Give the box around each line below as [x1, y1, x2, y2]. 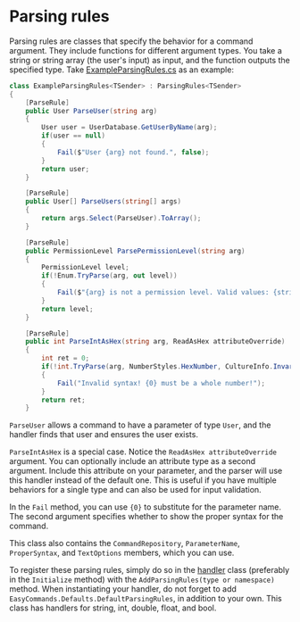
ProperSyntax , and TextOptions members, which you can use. [9, 547, 235, 559]
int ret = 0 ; [41, 354, 90, 363]
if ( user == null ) [41, 131, 105, 140]
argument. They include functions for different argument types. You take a [9, 45, 283, 55]
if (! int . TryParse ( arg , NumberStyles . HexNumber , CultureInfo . [41, 362, 274, 371]
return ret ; [41, 395, 87, 404]
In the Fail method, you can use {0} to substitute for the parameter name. [9, 502, 281, 512]
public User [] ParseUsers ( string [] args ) [25, 197, 181, 206]
